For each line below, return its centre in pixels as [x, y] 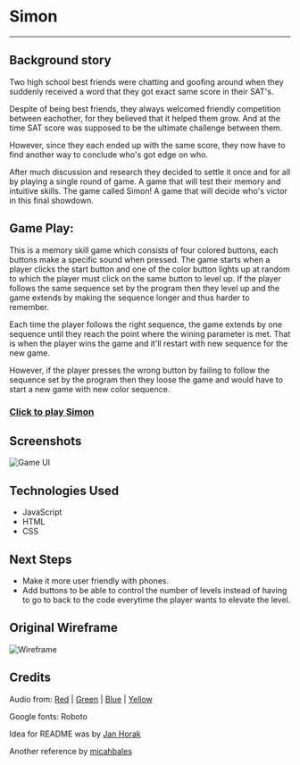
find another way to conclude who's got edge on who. [108, 155]
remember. [29, 307]
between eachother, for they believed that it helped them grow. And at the [145, 118]
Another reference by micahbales [71, 751]
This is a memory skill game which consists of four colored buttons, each [144, 250]
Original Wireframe [63, 628]
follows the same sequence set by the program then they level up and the [145, 288]
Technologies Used [64, 490]
